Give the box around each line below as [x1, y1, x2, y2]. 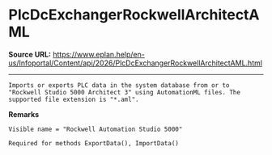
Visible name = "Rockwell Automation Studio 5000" [8, 125, 183, 133]
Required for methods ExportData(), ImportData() [8, 139, 180, 147]
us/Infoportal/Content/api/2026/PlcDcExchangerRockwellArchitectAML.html [8, 58, 263, 68]
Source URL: [8, 49, 51, 59]
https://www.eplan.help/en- [52, 49, 146, 59]
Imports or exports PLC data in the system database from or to [8, 81, 230, 90]
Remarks [8, 109, 40, 119]
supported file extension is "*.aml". [8, 95, 139, 103]
